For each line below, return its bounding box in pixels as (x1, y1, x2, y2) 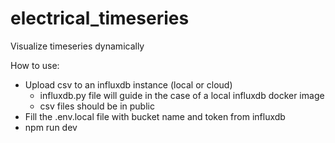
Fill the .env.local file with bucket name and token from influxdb (24, 110, 286, 122)
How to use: (10, 59, 60, 71)
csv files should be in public (39, 100, 155, 112)
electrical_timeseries (10, 7, 190, 30)
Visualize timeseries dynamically (10, 40, 145, 52)
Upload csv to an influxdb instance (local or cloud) (24, 78, 233, 91)
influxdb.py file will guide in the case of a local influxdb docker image (39, 89, 325, 101)
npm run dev (24, 121, 78, 133)
